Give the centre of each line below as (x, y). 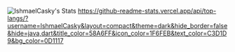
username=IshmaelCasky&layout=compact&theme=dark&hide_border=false (117, 26)
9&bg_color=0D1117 (35, 41)
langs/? (18, 18)
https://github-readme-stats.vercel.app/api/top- (147, 11)
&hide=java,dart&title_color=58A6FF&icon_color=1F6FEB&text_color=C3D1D (117, 33)
